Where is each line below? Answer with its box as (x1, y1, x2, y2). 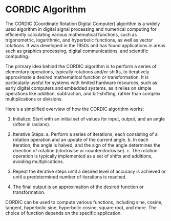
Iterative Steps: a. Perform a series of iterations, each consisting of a (12, 131, 158, 137)
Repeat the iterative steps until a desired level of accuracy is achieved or (12, 168, 166, 174)
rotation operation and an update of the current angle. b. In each (12, 136, 149, 143)
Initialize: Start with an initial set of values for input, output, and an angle (12, 115, 165, 122)
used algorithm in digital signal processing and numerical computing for (5, 26, 157, 32)
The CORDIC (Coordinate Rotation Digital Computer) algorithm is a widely (5, 21, 160, 27)
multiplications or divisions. (5, 96, 63, 102)
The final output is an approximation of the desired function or (12, 184, 144, 190)
